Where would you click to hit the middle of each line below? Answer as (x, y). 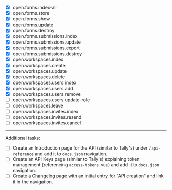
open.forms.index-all (35, 7)
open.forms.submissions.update (47, 42)
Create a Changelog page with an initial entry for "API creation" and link (88, 176)
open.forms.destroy (34, 31)
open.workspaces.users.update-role (51, 100)
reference (23, 154)
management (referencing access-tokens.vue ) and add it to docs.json (86, 165)
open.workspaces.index (38, 59)
